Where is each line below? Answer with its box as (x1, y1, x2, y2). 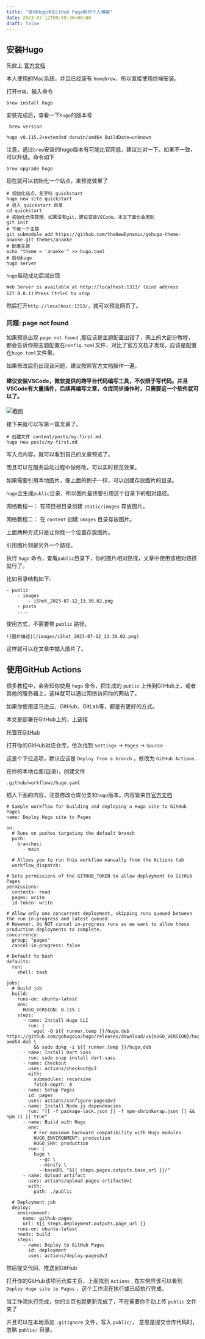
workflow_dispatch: (12, 862, 62, 868)
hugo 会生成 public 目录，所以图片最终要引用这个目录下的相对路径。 (6, 490, 173, 497)
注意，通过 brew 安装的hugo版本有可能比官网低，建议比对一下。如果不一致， (6, 146, 196, 153)
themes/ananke (36, 237, 72, 243)
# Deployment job (12, 1199, 56, 1205)
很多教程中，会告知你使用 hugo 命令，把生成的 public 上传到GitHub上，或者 (6, 682, 196, 689)
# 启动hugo (6, 255, 32, 262)
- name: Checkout (22, 1060, 67, 1066)
